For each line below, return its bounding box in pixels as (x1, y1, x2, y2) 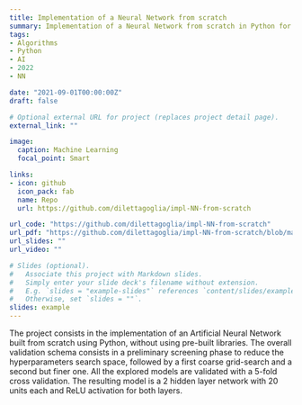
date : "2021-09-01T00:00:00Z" (9, 87, 123, 97)
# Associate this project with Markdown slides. (9, 269, 203, 279)
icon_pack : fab (17, 186, 75, 196)
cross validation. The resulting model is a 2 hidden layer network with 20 (9, 375, 279, 386)
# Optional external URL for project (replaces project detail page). (9, 112, 280, 121)
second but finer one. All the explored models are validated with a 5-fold (9, 366, 278, 376)
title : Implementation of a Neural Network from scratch (9, 13, 227, 22)
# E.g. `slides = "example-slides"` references (9, 286, 200, 295)
